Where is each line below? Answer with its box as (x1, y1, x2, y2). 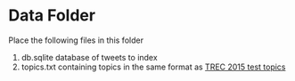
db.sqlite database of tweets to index (20, 52, 158, 62)
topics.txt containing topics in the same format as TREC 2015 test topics (20, 61, 286, 72)
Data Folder (8, 5, 95, 26)
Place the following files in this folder (8, 35, 144, 45)
